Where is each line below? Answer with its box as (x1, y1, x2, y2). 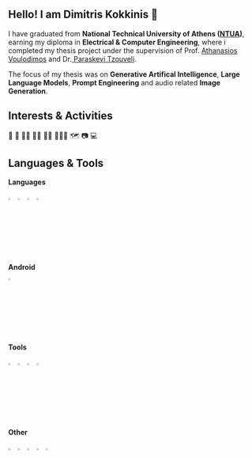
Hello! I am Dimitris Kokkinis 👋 (8, 8, 158, 21)
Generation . (8, 86, 48, 96)
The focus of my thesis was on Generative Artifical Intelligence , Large (8, 69, 241, 79)
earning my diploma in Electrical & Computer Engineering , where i (8, 37, 227, 47)
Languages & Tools (8, 157, 104, 170)
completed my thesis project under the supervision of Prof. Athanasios (8, 45, 239, 55)
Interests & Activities (8, 109, 113, 123)
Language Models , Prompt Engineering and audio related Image (8, 78, 221, 87)
